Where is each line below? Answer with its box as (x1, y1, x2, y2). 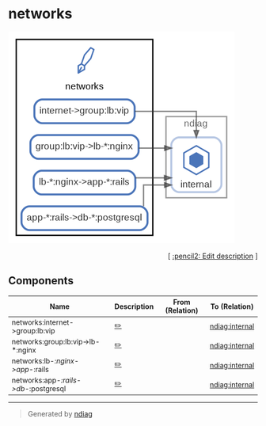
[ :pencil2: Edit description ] (167, 251, 258, 261)
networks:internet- (11, 318, 74, 327)
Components (8, 274, 74, 287)
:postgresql (28, 384, 66, 394)
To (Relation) (210, 302, 254, 311)
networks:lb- (11, 356, 55, 365)
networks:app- (11, 375, 62, 385)
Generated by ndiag (27, 409, 93, 418)
